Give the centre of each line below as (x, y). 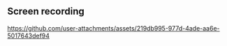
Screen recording (46, 11)
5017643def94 (29, 36)
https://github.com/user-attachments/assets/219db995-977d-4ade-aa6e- (113, 28)
